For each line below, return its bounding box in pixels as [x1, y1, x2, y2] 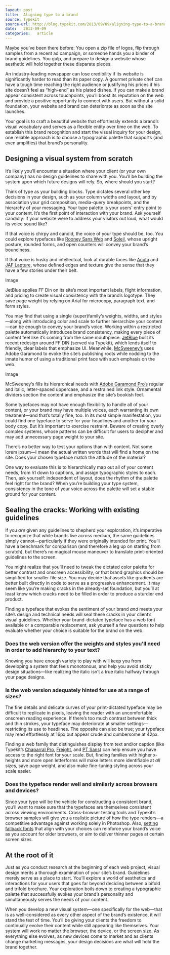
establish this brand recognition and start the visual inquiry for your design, [5, 129, 162, 135]
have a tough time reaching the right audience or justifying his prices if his [5, 82, 160, 88]
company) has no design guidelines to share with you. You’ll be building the [5, 173, 163, 179]
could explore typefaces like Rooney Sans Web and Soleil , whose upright [5, 236, 158, 242]
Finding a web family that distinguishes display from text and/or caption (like [5, 741, 164, 747]
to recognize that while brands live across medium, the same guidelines [5, 532, 155, 538]
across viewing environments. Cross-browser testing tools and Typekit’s [5, 809, 156, 815]
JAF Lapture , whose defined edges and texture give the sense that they [5, 262, 155, 268]
